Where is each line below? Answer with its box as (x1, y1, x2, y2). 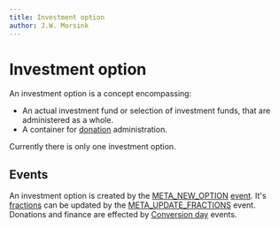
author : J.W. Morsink (9, 21, 89, 30)
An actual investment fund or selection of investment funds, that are (21, 105, 271, 116)
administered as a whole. (21, 115, 113, 125)
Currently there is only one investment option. (9, 141, 176, 152)
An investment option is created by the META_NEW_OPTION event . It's (9, 191, 267, 201)
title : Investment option (9, 12, 105, 22)
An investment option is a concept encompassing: (9, 88, 192, 99)
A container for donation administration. (21, 125, 168, 135)
